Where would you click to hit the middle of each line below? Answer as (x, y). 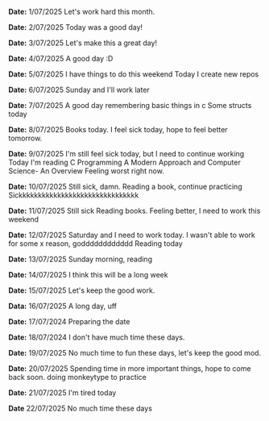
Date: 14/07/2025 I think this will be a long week (88, 275)
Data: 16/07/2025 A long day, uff (63, 306)
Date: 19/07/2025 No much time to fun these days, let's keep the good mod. (135, 353)
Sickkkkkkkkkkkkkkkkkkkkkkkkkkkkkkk (74, 195)
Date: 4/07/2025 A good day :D (61, 58)
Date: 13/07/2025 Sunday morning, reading (81, 259)
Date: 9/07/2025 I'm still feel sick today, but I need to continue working (126, 154)
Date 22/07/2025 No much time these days (81, 408)
